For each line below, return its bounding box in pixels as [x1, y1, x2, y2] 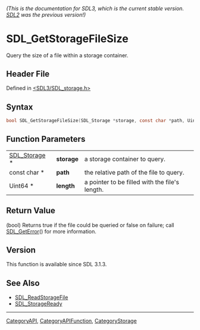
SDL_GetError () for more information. [6, 228, 97, 235]
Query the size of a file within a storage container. [6, 51, 129, 59]
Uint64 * [9, 182, 34, 190]
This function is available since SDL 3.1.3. [6, 261, 107, 268]
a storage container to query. [84, 155, 165, 163]
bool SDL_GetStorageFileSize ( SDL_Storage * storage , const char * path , [6, 118, 185, 124]
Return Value [6, 206, 55, 216]
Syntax [6, 102, 33, 112]
